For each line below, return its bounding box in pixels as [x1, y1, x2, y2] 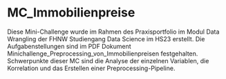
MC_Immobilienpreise [7, 5, 135, 21]
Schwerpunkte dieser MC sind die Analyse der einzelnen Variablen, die [7, 56, 209, 65]
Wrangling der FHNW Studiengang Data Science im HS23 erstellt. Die [7, 34, 205, 43]
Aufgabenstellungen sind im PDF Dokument [7, 42, 131, 50]
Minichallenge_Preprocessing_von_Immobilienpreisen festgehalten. [7, 49, 198, 58]
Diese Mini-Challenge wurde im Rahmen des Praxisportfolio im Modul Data [7, 27, 220, 36]
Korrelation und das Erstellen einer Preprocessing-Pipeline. [7, 64, 176, 72]
